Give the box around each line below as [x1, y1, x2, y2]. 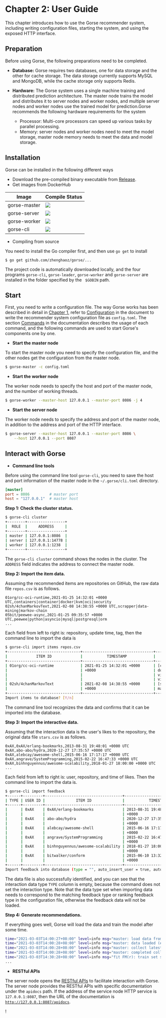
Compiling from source [12, 239, 59, 244]
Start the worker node [12, 374, 59, 380]
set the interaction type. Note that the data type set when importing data [5, 886, 153, 892]
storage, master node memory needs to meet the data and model [19, 134, 153, 140]
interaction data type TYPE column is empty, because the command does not [5, 881, 161, 887]
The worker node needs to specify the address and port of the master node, [5, 417, 161, 423]
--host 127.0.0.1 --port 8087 [14, 436, 77, 441]
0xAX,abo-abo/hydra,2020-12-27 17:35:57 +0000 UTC [5, 748, 112, 753]
